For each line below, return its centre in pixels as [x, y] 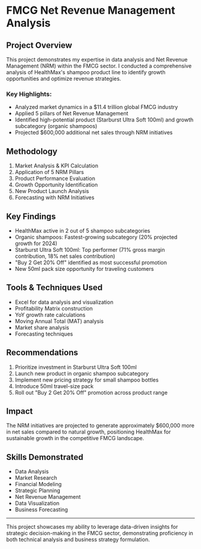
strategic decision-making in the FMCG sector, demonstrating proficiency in [100, 533]
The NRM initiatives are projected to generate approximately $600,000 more [100, 426]
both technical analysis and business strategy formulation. [78, 539]
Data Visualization [37, 504]
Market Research [36, 478]
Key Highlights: [29, 94]
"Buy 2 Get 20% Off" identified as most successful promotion [91, 262]
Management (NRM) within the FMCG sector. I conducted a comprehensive [99, 66]
